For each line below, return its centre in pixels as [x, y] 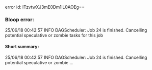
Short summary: [22, 46]
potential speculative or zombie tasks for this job [54, 35]
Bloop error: [20, 19]
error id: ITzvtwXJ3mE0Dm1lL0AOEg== [45, 7]
